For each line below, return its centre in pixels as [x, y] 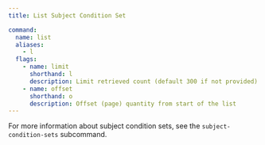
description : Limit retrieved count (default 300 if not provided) [144, 81]
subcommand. [84, 135]
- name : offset [48, 89]
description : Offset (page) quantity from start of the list [133, 104]
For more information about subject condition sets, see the [104, 126]
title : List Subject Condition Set [67, 15]
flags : [26, 59]
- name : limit [46, 67]
